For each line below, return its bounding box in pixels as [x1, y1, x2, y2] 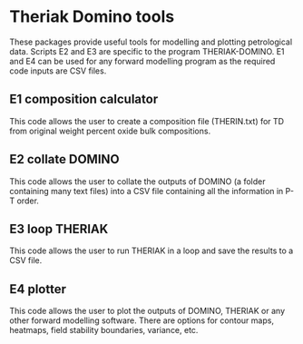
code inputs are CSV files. [9, 65, 107, 76]
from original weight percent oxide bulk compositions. [9, 125, 211, 136]
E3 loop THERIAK [9, 221, 109, 237]
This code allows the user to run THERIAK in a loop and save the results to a [9, 245, 294, 256]
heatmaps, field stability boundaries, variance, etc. [9, 325, 199, 336]
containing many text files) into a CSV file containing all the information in [9, 185, 284, 196]
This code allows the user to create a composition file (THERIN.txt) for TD [9, 115, 284, 126]
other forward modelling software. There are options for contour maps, [9, 315, 275, 326]
